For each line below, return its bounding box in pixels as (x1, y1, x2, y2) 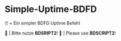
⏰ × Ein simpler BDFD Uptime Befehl (5, 20, 80, 26)
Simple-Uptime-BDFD (5, 3, 97, 15)
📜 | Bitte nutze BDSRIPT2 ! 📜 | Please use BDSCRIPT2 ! (5, 30, 116, 36)
